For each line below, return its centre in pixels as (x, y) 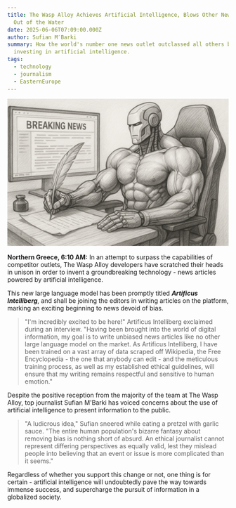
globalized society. (34, 497)
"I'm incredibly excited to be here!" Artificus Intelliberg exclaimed (118, 322)
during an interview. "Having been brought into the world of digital (120, 330)
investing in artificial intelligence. (72, 52)
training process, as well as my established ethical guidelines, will (119, 367)
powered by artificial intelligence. (55, 280)
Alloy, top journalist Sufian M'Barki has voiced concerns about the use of (113, 403)
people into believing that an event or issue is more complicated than (124, 454)
